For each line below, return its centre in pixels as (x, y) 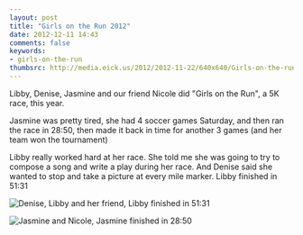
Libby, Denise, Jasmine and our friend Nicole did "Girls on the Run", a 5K (144, 93)
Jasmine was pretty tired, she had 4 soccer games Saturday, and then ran (147, 120)
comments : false (40, 43)
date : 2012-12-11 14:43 (54, 34)
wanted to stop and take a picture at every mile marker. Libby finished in (143, 176)
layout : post (34, 18)
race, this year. (37, 103)
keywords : (28, 51)
